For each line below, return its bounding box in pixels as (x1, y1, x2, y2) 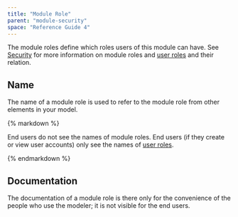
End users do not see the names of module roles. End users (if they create (7, 133, 225, 142)
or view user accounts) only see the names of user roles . (7, 140, 174, 149)
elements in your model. (7, 105, 78, 114)
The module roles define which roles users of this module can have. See (7, 43, 219, 52)
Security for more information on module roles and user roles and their (7, 51, 215, 59)
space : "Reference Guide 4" (7, 23, 91, 31)
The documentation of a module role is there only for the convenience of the (7, 194, 231, 202)
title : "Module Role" (7, 10, 72, 18)
